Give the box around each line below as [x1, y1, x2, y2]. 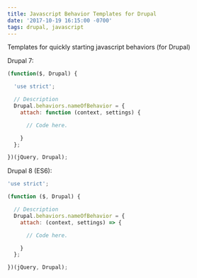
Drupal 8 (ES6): [7, 167, 52, 175]
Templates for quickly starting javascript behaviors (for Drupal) [7, 43, 191, 52]
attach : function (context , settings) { [20, 109, 141, 116]
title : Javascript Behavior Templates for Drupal [7, 10, 157, 18]
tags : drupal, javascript [7, 23, 84, 30]
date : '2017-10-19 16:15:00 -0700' [7, 17, 113, 24]
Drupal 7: [7, 57, 34, 65]
